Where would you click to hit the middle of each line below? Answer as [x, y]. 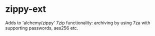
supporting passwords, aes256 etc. [42, 28]
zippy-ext [26, 9]
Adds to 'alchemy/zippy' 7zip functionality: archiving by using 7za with [78, 23]
